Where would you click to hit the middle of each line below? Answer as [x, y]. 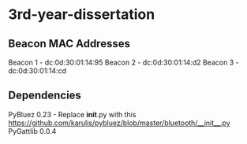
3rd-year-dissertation [82, 15]
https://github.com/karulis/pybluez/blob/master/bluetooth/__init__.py [119, 123]
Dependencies [45, 96]
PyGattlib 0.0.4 [32, 131]
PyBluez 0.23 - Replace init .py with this [72, 114]
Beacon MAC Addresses [69, 44]
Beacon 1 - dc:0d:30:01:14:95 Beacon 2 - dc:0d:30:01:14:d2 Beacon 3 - [123, 62]
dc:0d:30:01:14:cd [37, 71]
